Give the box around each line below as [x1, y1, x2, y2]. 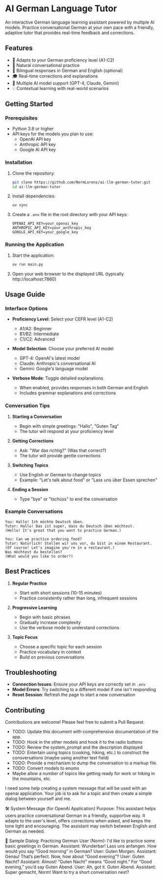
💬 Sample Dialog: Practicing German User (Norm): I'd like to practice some [5, 838, 155, 844]
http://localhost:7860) [12, 276, 56, 282]
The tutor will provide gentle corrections [19, 452, 101, 458]
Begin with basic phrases [19, 614, 70, 620]
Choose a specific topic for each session [19, 643, 102, 650]
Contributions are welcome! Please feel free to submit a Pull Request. [5, 719, 145, 725]
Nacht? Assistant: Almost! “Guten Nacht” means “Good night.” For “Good [5, 859, 152, 865]
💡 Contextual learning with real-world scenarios [12, 85, 109, 91]
